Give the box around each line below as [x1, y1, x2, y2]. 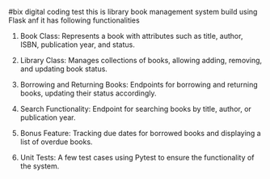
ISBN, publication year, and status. [19, 40, 135, 49]
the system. [19, 161, 60, 171]
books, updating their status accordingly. [19, 88, 157, 98]
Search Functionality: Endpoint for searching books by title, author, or [19, 104, 252, 113]
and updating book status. [19, 64, 108, 74]
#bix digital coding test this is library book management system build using [8, 7, 258, 16]
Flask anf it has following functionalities [8, 15, 140, 25]
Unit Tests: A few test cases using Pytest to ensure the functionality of [19, 153, 255, 162]
